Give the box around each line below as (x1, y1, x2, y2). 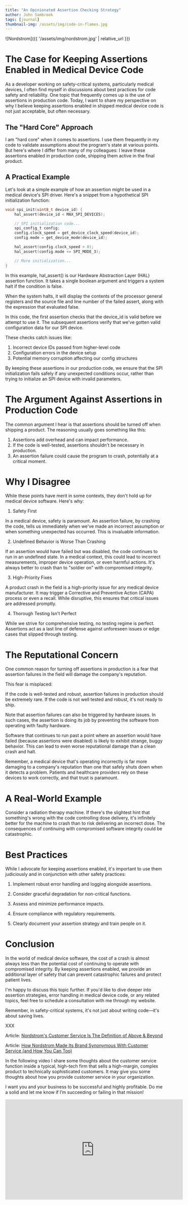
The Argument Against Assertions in (5, 393, 162, 405)
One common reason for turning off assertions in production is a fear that (5, 666, 159, 672)
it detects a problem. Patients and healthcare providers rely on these (5, 770, 148, 776)
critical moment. (12, 458, 47, 464)
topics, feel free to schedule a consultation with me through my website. (5, 998, 156, 1004)
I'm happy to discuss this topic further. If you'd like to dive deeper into (5, 987, 152, 993)
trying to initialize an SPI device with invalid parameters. (5, 375, 122, 382)
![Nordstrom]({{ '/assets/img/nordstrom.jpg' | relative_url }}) (5, 36, 130, 42)
